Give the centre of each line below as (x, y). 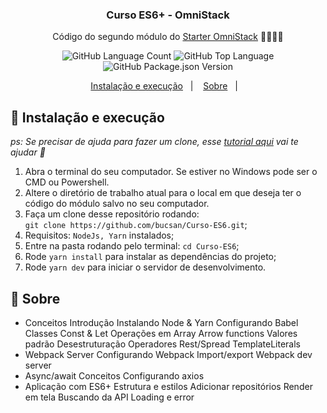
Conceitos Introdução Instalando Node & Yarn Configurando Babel (161, 322)
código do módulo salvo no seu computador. (117, 204)
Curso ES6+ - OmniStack (168, 15)
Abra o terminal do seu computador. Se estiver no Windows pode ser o (171, 172)
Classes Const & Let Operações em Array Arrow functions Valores (161, 333)
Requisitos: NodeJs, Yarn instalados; (99, 235)
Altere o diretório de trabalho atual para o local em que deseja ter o (163, 193)
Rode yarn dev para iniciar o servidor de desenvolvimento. (145, 267)
